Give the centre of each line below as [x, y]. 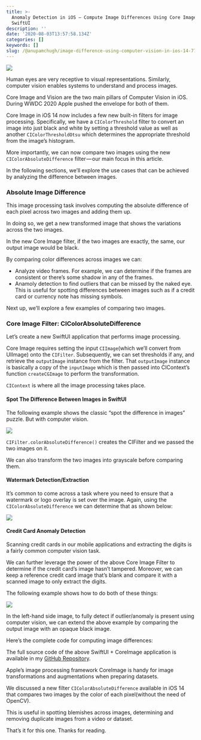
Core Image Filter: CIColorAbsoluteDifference [74, 323]
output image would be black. [43, 248]
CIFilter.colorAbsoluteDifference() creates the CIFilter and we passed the [100, 442]
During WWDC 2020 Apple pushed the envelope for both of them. [88, 103]
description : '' [26, 29]
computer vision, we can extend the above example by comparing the [92, 622]
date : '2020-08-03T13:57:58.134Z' [49, 34]
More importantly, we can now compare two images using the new [88, 152]
